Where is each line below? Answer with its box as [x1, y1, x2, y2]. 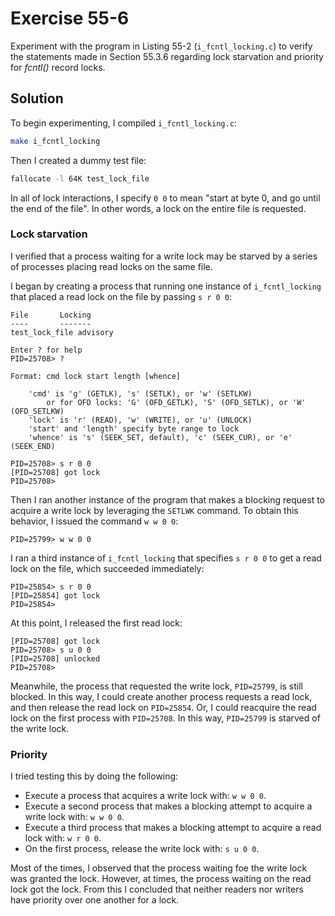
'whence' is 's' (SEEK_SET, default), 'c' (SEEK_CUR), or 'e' [28, 432, 293, 442]
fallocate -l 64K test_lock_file [10, 173, 150, 184]
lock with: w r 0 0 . [24, 832, 102, 844]
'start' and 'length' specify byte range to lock [28, 423, 240, 434]
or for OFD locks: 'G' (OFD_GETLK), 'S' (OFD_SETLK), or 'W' [46, 397, 307, 407]
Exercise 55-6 [10, 7, 130, 30]
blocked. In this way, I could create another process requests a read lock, [10, 690, 313, 702]
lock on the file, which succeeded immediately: [10, 562, 205, 574]
